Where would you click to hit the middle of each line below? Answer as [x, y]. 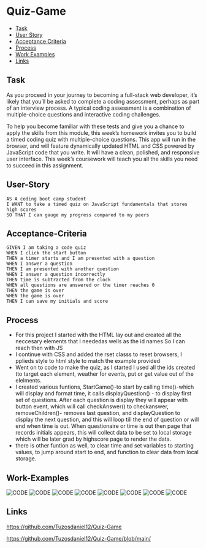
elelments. [28, 381]
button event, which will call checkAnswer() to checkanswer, [92, 406]
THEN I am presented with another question [63, 269]
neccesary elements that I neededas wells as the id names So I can [100, 341]
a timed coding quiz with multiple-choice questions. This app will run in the [101, 139]
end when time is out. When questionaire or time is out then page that [103, 426]
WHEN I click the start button [46, 253]
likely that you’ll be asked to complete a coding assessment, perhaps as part [103, 101]
